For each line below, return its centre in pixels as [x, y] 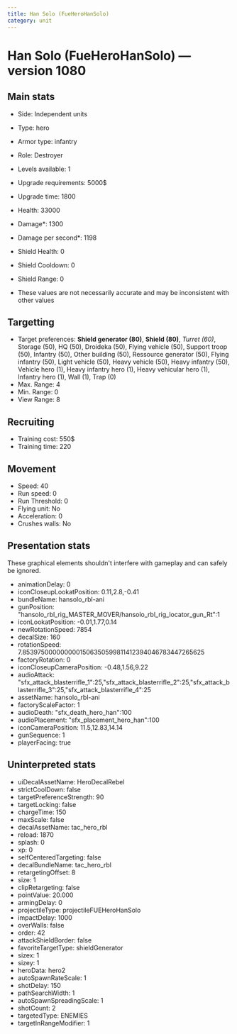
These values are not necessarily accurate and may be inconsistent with [123, 292]
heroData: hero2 [42, 970]
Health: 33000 [39, 210]
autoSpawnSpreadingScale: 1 [60, 1000]
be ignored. [24, 570]
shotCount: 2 [37, 1008]
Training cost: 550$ [46, 439]
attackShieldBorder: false [55, 940]
